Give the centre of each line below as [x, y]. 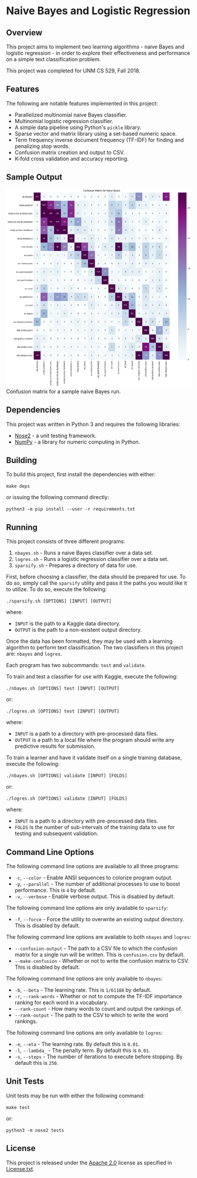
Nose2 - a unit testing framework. [56, 435]
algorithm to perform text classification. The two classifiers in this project [95, 648]
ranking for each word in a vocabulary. [61, 1002]
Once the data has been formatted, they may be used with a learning [89, 641]
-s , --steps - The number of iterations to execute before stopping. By [98, 1057]
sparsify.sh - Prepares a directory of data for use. [76, 565]
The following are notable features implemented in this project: [82, 103]
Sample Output [34, 177]
